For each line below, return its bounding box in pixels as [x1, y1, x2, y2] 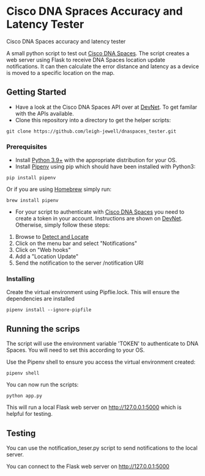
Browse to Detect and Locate [15, 233, 89, 241]
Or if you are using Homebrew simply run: [6, 185, 112, 193]
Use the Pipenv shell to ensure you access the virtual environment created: [6, 358, 196, 366]
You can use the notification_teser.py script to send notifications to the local [6, 444, 198, 451]
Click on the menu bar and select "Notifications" [15, 240, 138, 247]
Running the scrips [6, 324, 80, 334]
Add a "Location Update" [15, 253, 79, 260]
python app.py [6, 393, 43, 399]
